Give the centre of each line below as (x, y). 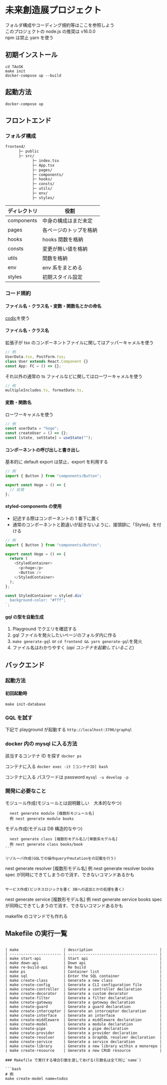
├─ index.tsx (45, 161)
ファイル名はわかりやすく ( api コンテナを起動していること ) (73, 648)
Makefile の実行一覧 (36, 934)
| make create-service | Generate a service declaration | (84, 1041)
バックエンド (25, 665)
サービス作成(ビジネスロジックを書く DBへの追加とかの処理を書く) (65, 889)
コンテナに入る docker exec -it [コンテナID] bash (57, 766)
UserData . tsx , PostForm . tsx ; (35, 357)
